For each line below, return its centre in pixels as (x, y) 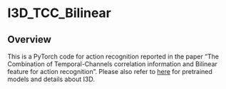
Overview (30, 40)
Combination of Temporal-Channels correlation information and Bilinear (112, 64)
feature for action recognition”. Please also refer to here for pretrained (110, 72)
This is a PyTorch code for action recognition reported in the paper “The (113, 56)
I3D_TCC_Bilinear (60, 13)
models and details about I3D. (51, 79)
